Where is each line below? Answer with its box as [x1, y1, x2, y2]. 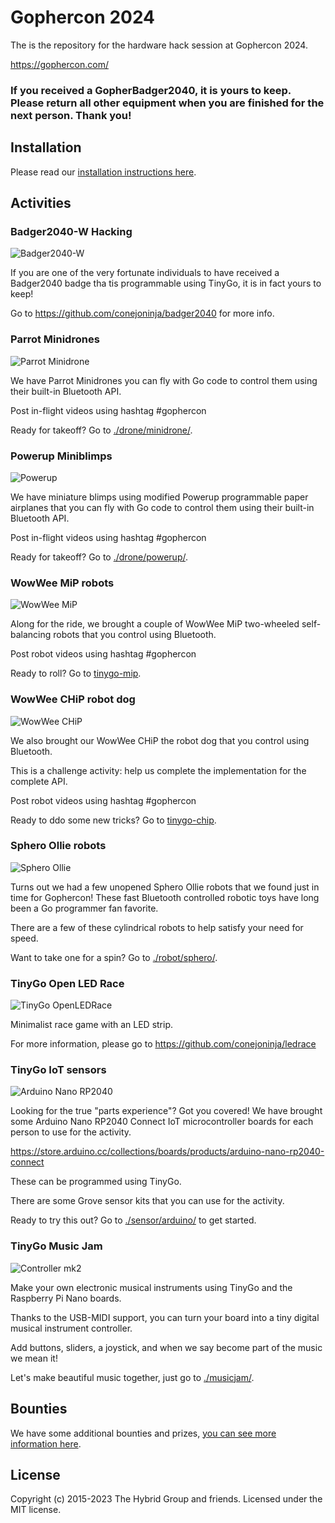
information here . [10, 1437, 82, 1450]
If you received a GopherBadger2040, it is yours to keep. [10, 83, 292, 97]
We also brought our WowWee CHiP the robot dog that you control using [10, 734, 310, 746]
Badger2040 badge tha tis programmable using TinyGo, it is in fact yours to [10, 277, 322, 290]
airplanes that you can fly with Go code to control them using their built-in [10, 501, 315, 513]
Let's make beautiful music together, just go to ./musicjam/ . [10, 1371, 255, 1383]
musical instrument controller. [10, 1322, 133, 1334]
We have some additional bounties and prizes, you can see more [10, 1427, 277, 1439]
